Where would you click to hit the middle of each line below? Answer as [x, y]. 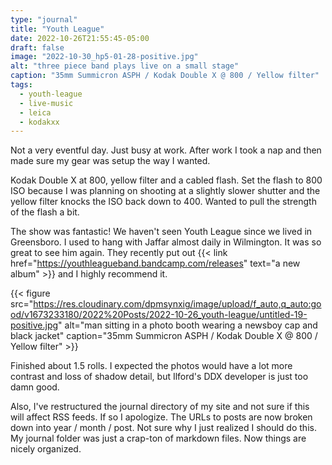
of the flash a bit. [45, 212]
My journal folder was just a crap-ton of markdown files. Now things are [158, 438]
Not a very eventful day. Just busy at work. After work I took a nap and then [166, 150]
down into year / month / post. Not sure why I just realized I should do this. [163, 428]
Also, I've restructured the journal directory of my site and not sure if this [160, 407]
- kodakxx [39, 122]
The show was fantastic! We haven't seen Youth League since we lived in [161, 232]
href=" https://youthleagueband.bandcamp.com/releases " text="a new [155, 263]
